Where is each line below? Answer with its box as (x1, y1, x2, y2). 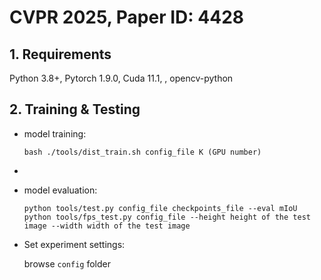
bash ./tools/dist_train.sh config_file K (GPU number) (23, 147, 262, 157)
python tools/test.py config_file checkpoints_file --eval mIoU (23, 203, 298, 213)
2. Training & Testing (9, 101, 141, 118)
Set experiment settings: (23, 238, 126, 250)
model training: (23, 127, 87, 140)
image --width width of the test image (23, 221, 191, 231)
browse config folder (23, 257, 111, 270)
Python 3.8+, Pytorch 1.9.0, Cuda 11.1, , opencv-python (9, 72, 234, 84)
